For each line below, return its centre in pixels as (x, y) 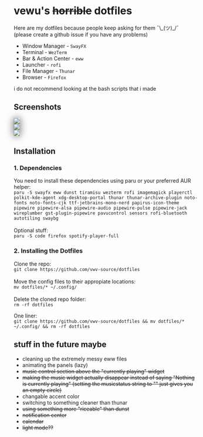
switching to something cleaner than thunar (75, 402)
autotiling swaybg (36, 218)
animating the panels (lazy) (55, 365)
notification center (44, 415)
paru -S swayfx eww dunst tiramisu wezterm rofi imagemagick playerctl (103, 193)
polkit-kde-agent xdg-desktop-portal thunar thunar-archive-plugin (98, 198)
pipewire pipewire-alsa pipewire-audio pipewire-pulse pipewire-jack (101, 208)
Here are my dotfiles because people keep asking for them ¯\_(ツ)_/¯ (97, 28)
